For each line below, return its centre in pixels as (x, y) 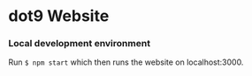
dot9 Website (59, 16)
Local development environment (80, 44)
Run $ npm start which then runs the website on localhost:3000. (126, 62)
